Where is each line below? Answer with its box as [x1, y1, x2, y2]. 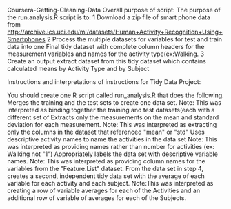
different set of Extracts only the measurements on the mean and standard [7, 113, 219, 121]
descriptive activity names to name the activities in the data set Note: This [7, 135, 217, 143]
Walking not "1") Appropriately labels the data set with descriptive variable [7, 150, 219, 158]
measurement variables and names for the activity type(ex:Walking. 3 [7, 50, 205, 58]
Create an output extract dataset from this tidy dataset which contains [7, 57, 207, 65]
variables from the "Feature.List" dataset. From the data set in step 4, [7, 165, 203, 172]
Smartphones [7, 35, 46, 43]
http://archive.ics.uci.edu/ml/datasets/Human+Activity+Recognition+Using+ [7, 28, 223, 36]
